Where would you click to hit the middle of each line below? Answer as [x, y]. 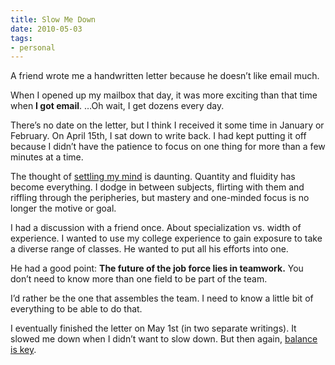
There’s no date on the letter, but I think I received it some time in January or [167, 125]
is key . [23, 350]
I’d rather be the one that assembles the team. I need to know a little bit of [162, 298]
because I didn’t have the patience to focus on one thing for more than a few [168, 147]
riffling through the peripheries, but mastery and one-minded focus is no [160, 198]
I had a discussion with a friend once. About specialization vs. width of [156, 228]
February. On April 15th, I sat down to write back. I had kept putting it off [158, 136]
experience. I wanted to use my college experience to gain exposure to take [166, 238]
